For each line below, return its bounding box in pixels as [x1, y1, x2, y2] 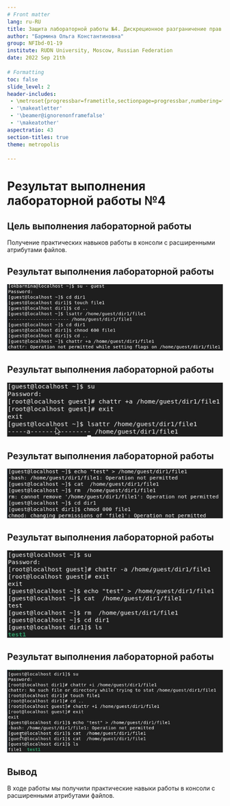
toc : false [7, 76, 38, 83]
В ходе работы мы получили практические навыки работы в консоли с [7, 784, 216, 792]
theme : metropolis [7, 141, 60, 148]
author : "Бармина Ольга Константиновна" [7, 33, 125, 40]
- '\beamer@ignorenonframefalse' [10, 112, 106, 119]
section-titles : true [7, 134, 69, 140]
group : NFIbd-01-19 [7, 40, 63, 47]
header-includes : [7, 90, 57, 97]
